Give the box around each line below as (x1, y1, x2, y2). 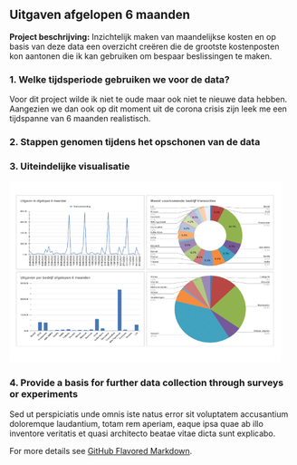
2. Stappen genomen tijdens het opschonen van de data (9, 136, 261, 149)
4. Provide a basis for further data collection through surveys (9, 376, 283, 389)
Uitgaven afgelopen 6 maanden (9, 7, 190, 23)
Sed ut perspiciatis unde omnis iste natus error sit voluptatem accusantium (9, 408, 289, 420)
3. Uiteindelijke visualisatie (9, 160, 130, 172)
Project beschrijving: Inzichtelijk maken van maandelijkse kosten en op (9, 31, 276, 42)
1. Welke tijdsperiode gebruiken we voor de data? (9, 73, 230, 85)
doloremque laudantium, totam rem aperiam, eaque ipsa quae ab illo (9, 418, 264, 429)
